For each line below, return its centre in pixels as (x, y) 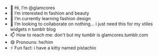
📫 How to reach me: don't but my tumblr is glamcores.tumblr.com (79, 35)
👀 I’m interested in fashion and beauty (50, 13)
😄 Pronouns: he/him (31, 42)
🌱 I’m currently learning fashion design (50, 18)
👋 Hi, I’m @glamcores (32, 8)
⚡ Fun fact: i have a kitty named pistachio (53, 48)
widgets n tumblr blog (33, 29)
